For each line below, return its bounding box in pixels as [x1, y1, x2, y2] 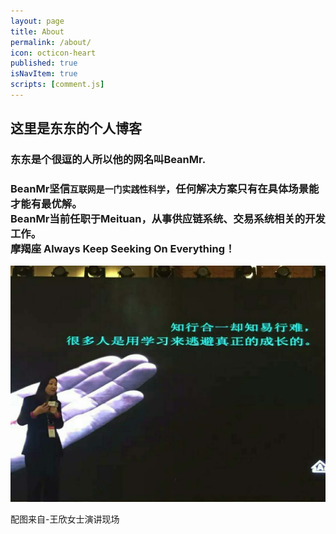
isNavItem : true [10, 69, 78, 79]
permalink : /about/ [10, 37, 92, 47]
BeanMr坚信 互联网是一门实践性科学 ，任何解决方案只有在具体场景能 [10, 182, 320, 196]
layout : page [10, 16, 65, 26]
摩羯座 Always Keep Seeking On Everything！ [10, 242, 236, 256]
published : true [10, 58, 78, 69]
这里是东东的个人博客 [10, 120, 142, 137]
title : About [10, 26, 65, 37]
